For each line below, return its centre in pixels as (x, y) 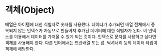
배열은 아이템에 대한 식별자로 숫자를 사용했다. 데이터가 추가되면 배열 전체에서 (78, 24)
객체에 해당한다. (20, 49)
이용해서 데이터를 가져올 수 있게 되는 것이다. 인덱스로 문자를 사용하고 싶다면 (85, 37)
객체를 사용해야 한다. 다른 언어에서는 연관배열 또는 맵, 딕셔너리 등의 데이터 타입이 (81, 42)
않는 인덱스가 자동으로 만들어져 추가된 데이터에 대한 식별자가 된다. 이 (82, 30)
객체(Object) (30, 10)
